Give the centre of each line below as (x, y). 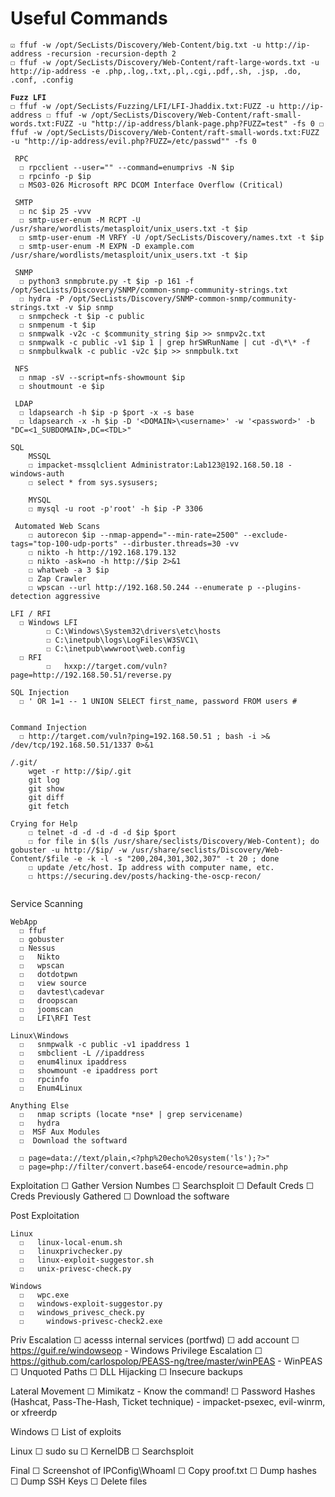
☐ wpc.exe (44, 1295)
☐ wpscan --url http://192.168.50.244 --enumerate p (140, 587)
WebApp (24, 922)
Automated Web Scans (57, 526)
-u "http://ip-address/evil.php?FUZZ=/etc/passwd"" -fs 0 (133, 141)
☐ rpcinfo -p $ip (55, 176)
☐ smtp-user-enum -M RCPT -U (80, 220)
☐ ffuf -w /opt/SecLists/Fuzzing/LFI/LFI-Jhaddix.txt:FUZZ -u (142, 106)
